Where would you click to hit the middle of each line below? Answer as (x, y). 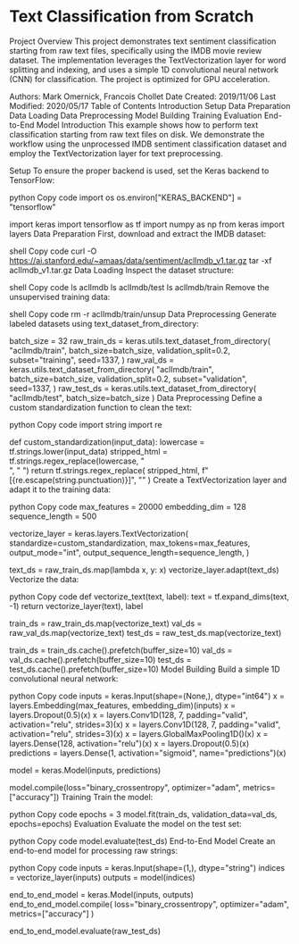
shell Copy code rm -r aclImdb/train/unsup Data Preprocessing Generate (143, 313)
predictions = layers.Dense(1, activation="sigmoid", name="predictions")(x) (148, 753)
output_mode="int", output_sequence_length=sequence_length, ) (129, 552)
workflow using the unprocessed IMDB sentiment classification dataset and (148, 144)
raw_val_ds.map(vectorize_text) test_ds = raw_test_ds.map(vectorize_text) (145, 632)
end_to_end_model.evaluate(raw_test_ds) (85, 931)
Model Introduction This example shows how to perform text (147, 125)
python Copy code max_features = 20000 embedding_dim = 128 (128, 506)
